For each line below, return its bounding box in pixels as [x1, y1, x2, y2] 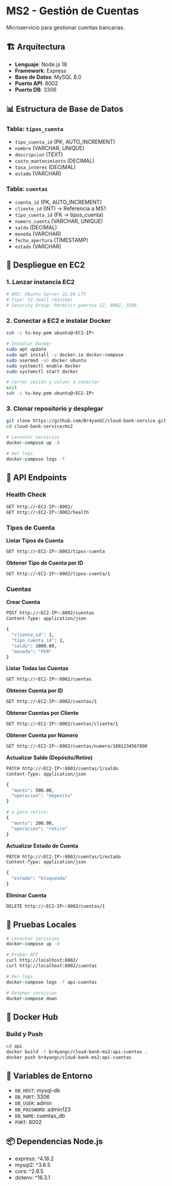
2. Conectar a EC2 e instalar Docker [6, 316, 111, 325]
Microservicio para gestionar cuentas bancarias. [6, 24, 125, 31]
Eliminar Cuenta [6, 892, 46, 899]
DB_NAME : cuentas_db [14, 1112, 65, 1119]
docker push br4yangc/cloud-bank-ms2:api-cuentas [6, 1054, 132, 1060]
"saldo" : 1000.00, [11, 643, 58, 649]
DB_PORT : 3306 [14, 1093, 50, 1100]
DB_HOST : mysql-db [14, 1087, 61, 1094]
